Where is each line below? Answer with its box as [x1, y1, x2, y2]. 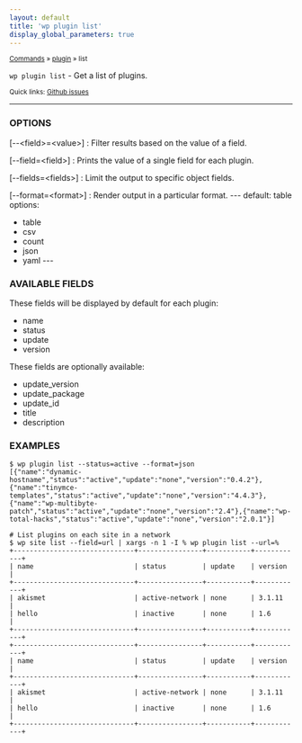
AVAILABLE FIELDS [9, 277, 94, 290]
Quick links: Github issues [9, 87, 90, 97]
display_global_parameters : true [9, 30, 135, 39]
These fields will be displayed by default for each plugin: [9, 298, 218, 309]
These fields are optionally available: [9, 361, 146, 371]
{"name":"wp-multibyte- [9, 499, 99, 508]
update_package [22, 388, 85, 398]
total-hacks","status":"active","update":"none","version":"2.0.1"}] [9, 515, 276, 524]
